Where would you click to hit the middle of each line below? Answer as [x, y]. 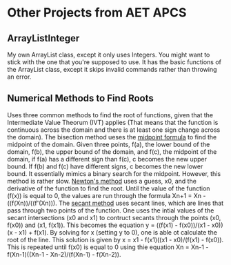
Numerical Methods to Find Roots [80, 98]
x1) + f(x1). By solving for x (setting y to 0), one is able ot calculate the [118, 232]
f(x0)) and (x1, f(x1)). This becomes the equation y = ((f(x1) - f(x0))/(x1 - [109, 225]
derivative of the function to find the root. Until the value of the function [109, 188]
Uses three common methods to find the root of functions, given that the [110, 115]
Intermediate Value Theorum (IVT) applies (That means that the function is [113, 122]
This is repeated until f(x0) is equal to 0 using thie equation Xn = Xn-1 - [108, 247]
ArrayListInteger [43, 38]
